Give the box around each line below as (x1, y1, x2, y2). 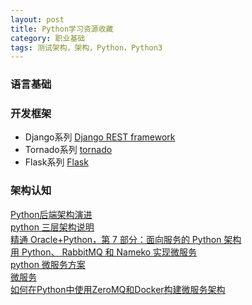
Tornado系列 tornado (24, 144, 113, 156)
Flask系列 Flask (24, 156, 89, 168)
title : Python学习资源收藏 (10, 24, 114, 34)
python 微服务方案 (10, 258, 86, 270)
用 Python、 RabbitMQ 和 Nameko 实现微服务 (10, 246, 198, 258)
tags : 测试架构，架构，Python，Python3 (10, 42, 163, 53)
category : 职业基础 (10, 33, 86, 43)
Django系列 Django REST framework (24, 131, 176, 143)
